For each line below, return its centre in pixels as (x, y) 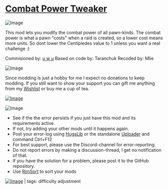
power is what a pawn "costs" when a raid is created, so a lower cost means (84, 38)
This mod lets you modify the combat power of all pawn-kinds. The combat (83, 32)
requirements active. (34, 123)
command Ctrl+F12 (32, 139)
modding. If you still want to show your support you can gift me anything (80, 83)
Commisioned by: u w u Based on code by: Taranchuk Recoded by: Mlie (79, 58)
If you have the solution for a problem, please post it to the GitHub (80, 161)
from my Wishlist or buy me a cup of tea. (47, 88)
